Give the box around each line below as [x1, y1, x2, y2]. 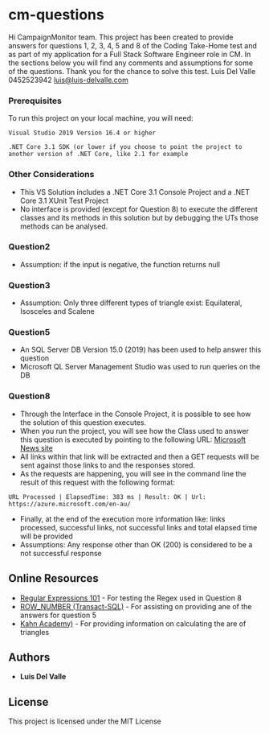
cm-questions [8, 6, 104, 24]
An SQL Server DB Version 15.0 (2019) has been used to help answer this [19, 344, 262, 355]
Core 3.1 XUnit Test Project [19, 196, 109, 205]
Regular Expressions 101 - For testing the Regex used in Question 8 [19, 593, 243, 603]
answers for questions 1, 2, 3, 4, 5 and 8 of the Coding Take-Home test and [8, 40, 257, 50]
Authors [8, 650, 51, 664]
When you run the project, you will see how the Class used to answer [19, 426, 249, 435]
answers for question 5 [19, 610, 96, 620]
